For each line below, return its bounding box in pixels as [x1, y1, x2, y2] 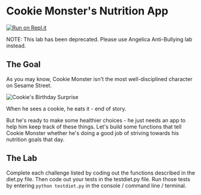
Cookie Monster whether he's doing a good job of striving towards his [6, 129, 179, 136]
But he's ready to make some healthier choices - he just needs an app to [6, 116, 186, 124]
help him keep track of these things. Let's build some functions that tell [6, 123, 182, 130]
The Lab [6, 153, 37, 163]
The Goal [6, 59, 41, 70]
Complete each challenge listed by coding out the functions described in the [6, 169, 196, 176]
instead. [6, 42, 26, 49]
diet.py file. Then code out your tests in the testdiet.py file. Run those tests [6, 175, 191, 182]
